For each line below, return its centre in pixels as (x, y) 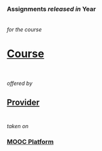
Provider (23, 102)
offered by (19, 84)
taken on (18, 126)
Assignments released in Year (52, 9)
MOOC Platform (30, 141)
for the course (24, 29)
